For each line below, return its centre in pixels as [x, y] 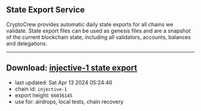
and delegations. [27, 43]
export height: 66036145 [44, 95]
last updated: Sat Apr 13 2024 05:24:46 [63, 82]
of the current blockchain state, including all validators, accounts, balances [99, 37]
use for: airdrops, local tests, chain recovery [69, 101]
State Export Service [45, 10]
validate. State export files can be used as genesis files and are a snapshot [98, 31]
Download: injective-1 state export [72, 68]
